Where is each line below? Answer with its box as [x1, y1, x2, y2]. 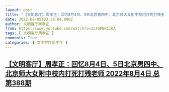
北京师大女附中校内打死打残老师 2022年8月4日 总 [5, 69, 160, 78]
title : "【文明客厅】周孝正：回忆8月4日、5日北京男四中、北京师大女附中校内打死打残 [5, 12, 161, 17]
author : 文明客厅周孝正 [5, 21, 50, 27]
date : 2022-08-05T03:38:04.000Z [5, 17, 73, 22]
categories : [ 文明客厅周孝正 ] [5, 40, 68, 45]
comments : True [5, 36, 37, 41]
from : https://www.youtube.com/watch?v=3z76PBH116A [5, 26, 116, 31]
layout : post [5, 7, 33, 13]
